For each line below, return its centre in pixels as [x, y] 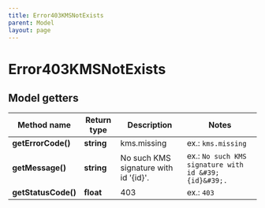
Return [99, 121]
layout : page [30, 30]
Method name [44, 125]
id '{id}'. [135, 178]
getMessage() [39, 168]
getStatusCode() [44, 192]
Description [150, 125]
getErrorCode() [41, 143]
